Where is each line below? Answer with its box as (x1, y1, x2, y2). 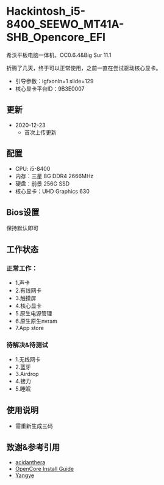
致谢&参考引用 (6, 442, 60, 453)
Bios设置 (6, 207, 40, 217)
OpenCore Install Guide (15, 465, 74, 472)
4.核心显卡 (15, 302, 42, 310)
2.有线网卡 (15, 287, 42, 295)
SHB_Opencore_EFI (6, 31, 105, 44)
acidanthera (15, 458, 46, 466)
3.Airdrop (15, 370, 39, 378)
